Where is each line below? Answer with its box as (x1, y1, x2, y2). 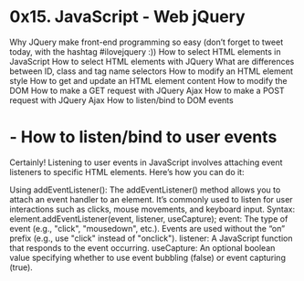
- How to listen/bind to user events (9, 127, 278, 148)
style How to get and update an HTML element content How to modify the (9, 75, 288, 86)
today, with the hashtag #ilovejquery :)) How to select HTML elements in (9, 46, 281, 57)
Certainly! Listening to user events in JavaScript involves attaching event (9, 157, 283, 168)
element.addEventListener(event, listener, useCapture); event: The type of (9, 213, 288, 224)
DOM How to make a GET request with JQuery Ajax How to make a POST (9, 85, 285, 96)
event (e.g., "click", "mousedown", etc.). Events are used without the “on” (9, 223, 286, 234)
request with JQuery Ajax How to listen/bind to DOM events (9, 94, 235, 106)
